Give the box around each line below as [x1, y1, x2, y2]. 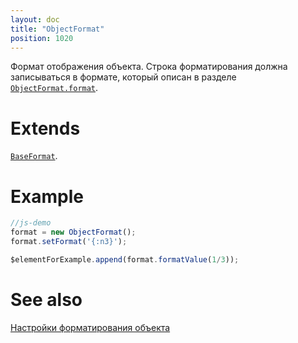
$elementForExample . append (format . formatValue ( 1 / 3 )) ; [10, 254, 240, 265]
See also [10, 288, 83, 311]
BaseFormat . [10, 150, 58, 162]
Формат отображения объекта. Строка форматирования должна [10, 61, 288, 73]
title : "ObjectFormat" [10, 24, 105, 34]
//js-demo [10, 218, 52, 228]
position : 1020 [10, 33, 74, 43]
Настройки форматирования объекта [10, 321, 171, 333]
